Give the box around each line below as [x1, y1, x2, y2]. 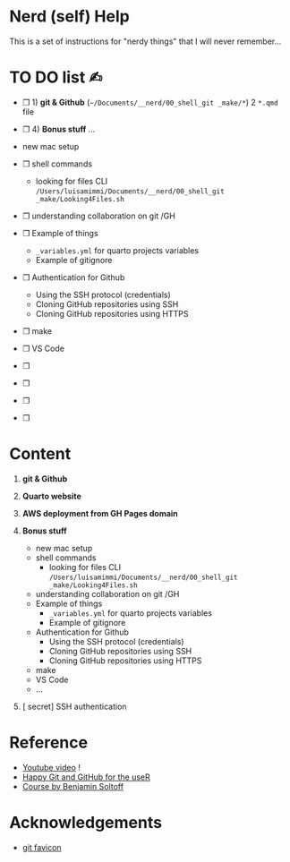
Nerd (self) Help [9, 6, 130, 27]
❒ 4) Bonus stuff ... [21, 124, 96, 134]
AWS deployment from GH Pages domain [21, 508, 179, 518]
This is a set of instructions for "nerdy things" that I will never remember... [9, 36, 282, 47]
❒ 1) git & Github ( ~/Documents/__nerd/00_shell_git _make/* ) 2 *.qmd [21, 97, 279, 107]
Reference [9, 732, 88, 753]
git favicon [21, 841, 62, 852]
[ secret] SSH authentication [21, 701, 127, 712]
